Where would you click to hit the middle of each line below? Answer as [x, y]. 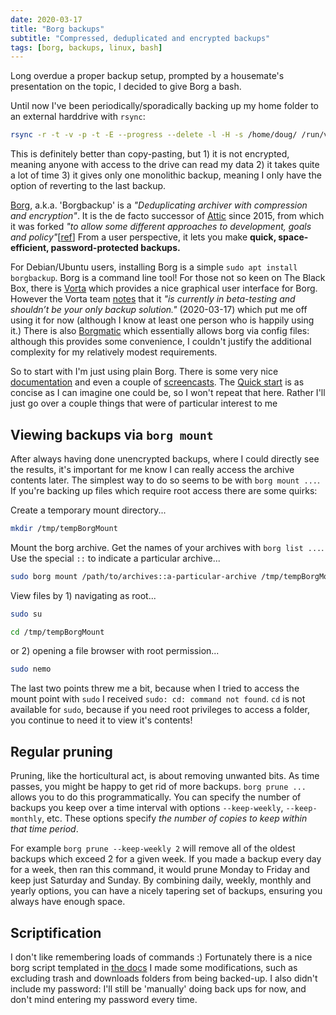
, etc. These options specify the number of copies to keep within [174, 818]
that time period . [44, 829]
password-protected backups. [115, 248]
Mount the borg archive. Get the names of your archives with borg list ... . [167, 547]
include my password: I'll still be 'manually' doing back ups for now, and [158, 988]
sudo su [26, 614]
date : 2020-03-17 [46, 19]
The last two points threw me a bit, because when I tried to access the [155, 688]
